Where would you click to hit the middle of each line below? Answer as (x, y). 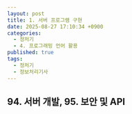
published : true (30, 53)
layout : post (26, 14)
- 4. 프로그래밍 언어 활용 (46, 46)
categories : (24, 33)
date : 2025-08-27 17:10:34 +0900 (55, 26)
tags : (15, 59)
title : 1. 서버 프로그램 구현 (45, 20)
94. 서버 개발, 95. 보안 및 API (66, 101)
